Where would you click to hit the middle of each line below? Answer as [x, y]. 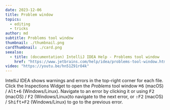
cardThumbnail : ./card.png [34, 47]
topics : [13, 19]
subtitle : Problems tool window [39, 38]
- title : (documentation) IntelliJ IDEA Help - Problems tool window [84, 57]
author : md [17, 33]
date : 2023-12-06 [24, 10]
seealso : [14, 52]
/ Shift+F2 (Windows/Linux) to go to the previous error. [64, 102]
